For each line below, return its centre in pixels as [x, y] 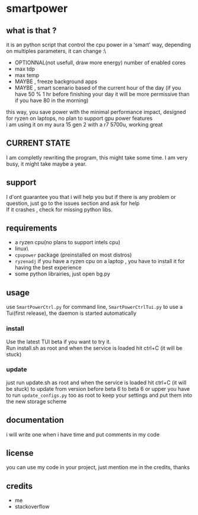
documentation [35, 420]
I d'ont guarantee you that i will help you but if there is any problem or [91, 197]
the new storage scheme [36, 401]
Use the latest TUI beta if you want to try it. [59, 342]
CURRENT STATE [38, 143]
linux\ [21, 249]
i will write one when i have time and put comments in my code [83, 434]
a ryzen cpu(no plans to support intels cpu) [67, 242]
